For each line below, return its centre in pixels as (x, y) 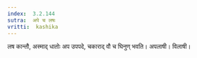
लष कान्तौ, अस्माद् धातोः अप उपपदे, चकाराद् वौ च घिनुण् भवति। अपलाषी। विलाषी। (99, 47)
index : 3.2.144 (31, 14)
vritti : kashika (33, 27)
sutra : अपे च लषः (31, 20)
